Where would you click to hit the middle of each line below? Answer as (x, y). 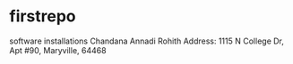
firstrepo (43, 16)
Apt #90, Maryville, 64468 (58, 50)
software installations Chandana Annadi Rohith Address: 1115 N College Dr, (147, 41)
